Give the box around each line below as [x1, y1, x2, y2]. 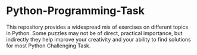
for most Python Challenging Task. [6, 42, 91, 49]
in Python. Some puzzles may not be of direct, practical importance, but [6, 29, 183, 36]
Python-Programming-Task [6, 4, 145, 18]
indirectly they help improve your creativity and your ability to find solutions [6, 36, 192, 43]
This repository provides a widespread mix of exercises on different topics [6, 23, 189, 30]
